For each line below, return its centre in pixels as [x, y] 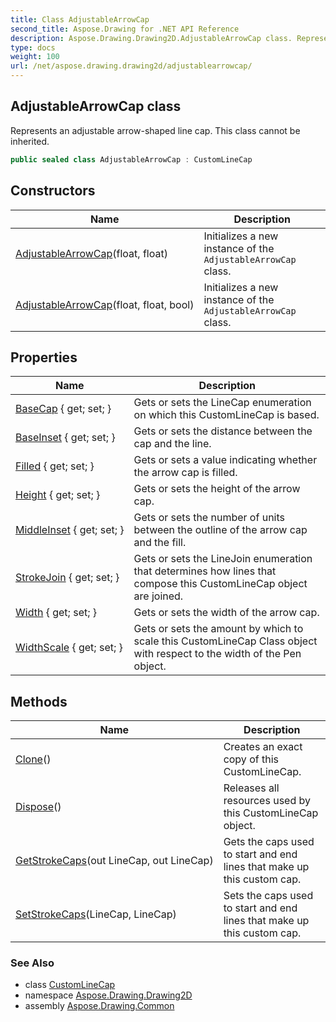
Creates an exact [263, 747]
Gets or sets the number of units [209, 518]
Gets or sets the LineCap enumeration [222, 403]
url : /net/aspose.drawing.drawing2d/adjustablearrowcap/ [131, 66]
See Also [32, 963]
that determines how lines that [205, 571]
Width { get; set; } [56, 613]
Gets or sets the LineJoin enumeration [223, 559]
